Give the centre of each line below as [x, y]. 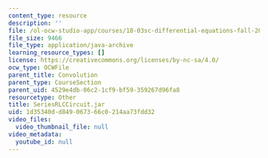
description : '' [35, 23]
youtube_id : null [44, 142]
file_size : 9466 [35, 38]
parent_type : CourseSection [55, 82]
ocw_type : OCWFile [39, 68]
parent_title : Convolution [53, 75]
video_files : [30, 120]
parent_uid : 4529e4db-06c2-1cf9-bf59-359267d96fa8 [94, 90]
